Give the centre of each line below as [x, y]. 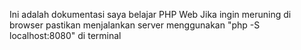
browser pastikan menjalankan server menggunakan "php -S [135, 25]
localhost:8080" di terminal [65, 35]
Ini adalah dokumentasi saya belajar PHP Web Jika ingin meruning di [150, 14]
